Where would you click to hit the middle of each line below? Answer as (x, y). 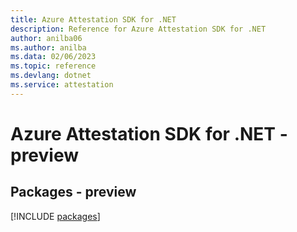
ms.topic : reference (53, 66)
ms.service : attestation (62, 85)
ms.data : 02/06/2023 (53, 57)
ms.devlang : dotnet (51, 76)
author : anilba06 (46, 38)
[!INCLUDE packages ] (55, 216)
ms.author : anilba (48, 47)
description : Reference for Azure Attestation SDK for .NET (138, 29)
